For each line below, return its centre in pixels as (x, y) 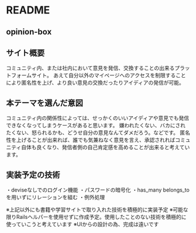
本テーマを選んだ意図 (44, 103)
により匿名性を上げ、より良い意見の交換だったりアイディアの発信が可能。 (95, 83)
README (28, 10)
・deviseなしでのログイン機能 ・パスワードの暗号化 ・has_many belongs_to (98, 190)
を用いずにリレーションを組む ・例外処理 (56, 197)
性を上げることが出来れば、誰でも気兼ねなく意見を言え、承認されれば (91, 140)
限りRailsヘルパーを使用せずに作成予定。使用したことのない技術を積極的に (96, 217)
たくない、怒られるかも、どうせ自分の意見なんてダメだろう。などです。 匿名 (98, 133)
